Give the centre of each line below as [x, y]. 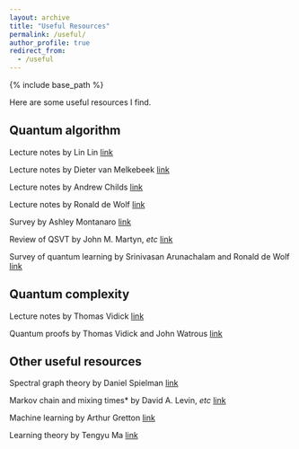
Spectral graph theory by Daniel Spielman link [94, 383]
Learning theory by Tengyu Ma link [74, 436]
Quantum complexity [70, 294]
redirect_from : [38, 51]
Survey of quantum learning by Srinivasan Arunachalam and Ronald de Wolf [149, 256]
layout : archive [40, 18]
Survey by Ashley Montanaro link [70, 222]
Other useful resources [75, 361]
